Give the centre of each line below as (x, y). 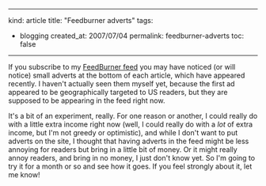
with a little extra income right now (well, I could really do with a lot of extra (131, 124)
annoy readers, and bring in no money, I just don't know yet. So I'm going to (132, 158)
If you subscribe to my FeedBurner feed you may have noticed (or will (122, 67)
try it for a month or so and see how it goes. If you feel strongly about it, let (130, 166)
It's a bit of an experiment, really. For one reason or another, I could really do (133, 116)
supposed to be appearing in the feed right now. (87, 101)
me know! (24, 175)
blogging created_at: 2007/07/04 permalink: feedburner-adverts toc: (131, 36)
